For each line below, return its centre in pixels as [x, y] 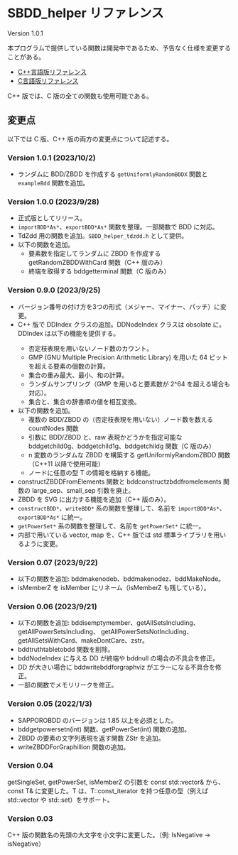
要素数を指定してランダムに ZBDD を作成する [94, 254]
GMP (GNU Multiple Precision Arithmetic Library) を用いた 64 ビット [128, 357]
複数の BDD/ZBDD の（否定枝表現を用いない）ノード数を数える [121, 419]
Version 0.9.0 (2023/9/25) [54, 290]
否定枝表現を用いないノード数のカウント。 [91, 348]
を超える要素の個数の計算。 [69, 366]
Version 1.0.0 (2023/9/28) [53, 202]
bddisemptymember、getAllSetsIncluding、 [135, 623]
